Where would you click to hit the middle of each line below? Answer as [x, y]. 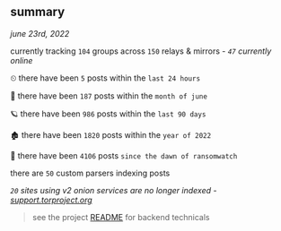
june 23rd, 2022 [40, 33]
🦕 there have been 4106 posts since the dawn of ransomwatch [124, 155]
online [22, 60]
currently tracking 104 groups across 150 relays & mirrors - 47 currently [141, 51]
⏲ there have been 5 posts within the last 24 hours [105, 78]
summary [38, 12]
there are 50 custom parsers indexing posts [90, 173]
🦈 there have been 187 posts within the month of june [109, 96]
